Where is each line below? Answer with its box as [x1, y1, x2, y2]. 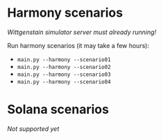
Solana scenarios [7, 102, 110, 118]
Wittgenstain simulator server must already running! [7, 28, 157, 36]
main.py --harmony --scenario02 [17, 63, 111, 70]
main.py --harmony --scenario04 [17, 78, 111, 85]
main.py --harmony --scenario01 [17, 56, 111, 63]
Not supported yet [7, 124, 60, 133]
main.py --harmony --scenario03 [17, 71, 111, 78]
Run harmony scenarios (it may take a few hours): [7, 41, 150, 49]
